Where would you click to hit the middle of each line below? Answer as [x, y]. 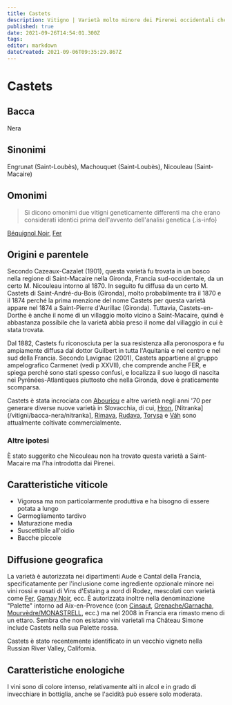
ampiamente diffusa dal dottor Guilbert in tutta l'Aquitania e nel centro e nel [114, 351]
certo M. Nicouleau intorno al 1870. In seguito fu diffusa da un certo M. [108, 286]
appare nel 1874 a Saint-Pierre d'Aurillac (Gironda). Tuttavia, [92, 308]
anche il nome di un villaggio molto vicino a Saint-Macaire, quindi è [129, 316]
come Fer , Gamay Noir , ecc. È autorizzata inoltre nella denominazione [106, 599]
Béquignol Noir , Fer [35, 233]
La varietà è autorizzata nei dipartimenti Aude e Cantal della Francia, [104, 577]
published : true [30, 26]
